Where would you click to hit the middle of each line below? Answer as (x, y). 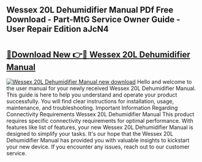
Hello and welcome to (164, 82)
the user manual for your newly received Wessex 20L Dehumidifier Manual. (101, 88)
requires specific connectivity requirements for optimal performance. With (100, 121)
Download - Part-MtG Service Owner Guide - (93, 20)
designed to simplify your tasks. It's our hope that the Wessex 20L (90, 134)
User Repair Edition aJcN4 (58, 29)
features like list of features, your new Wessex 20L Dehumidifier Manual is (100, 127)
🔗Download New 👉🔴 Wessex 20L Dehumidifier (99, 54)
